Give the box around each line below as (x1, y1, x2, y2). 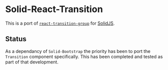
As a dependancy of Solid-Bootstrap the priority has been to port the (5, 48, 151, 54)
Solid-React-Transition (5, 4, 103, 15)
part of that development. (5, 59, 59, 65)
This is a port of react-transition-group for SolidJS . (5, 20, 115, 26)
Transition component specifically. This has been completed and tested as (5, 53, 163, 59)
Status (5, 35, 27, 43)
